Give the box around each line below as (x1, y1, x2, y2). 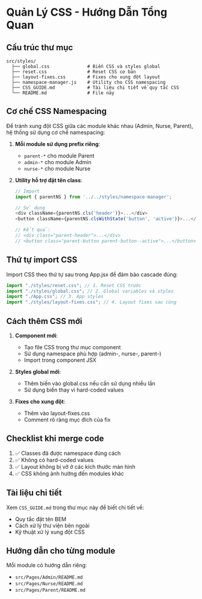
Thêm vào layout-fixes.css (24, 410, 90, 417)
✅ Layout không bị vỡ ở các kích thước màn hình (14, 463, 136, 470)
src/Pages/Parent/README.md (14, 588, 86, 594)
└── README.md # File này (11, 90, 115, 96)
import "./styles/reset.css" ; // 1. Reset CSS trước (6, 282, 142, 288)
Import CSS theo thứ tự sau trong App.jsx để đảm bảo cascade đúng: (6, 271, 178, 278)
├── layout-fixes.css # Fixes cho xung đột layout (11, 74, 161, 80)
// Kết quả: (14, 227, 51, 233)
